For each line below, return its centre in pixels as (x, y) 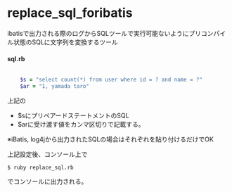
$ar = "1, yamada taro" (55, 87)
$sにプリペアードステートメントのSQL (73, 115)
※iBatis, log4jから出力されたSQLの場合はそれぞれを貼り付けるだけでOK (111, 139)
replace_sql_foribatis (70, 13)
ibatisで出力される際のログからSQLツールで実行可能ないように (98, 33)
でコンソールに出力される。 (47, 181)
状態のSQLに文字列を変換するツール (65, 42)
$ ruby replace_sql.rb (40, 167)
